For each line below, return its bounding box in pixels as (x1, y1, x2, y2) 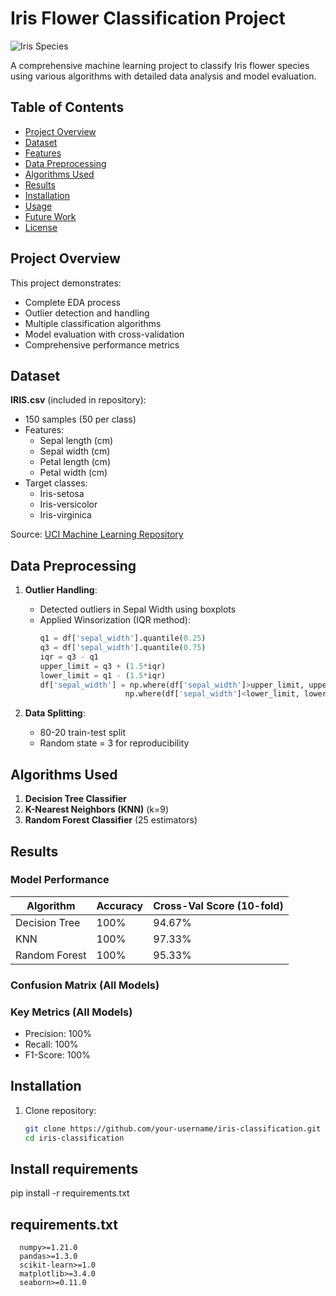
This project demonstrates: (10, 277, 122, 289)
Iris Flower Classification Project (10, 7, 286, 30)
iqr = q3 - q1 (39, 652, 99, 662)
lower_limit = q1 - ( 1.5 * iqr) (39, 670, 167, 681)
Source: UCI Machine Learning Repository (10, 528, 184, 541)
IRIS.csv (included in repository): (10, 394, 147, 406)
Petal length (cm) (39, 456, 111, 468)
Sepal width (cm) (39, 445, 111, 457)
